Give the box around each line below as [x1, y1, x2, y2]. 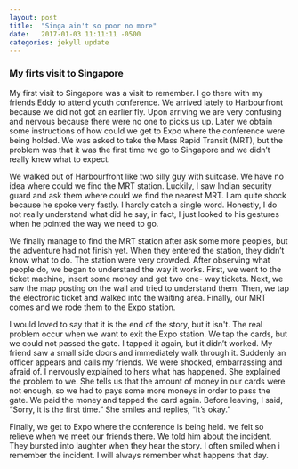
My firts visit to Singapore [9, 68, 125, 80]
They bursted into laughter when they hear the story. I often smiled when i [9, 440, 280, 450]
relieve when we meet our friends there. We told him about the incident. [9, 431, 272, 441]
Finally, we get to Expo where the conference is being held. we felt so [9, 421, 264, 432]
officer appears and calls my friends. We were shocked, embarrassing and [9, 357, 283, 368]
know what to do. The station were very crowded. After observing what [9, 255, 270, 265]
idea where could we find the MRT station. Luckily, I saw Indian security [9, 180, 273, 191]
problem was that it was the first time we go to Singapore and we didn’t [9, 144, 270, 155]
